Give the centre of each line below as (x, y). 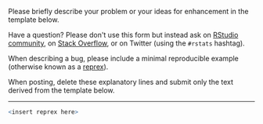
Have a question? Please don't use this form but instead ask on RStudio (123, 35)
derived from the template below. (61, 90)
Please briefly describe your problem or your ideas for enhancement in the (128, 11)
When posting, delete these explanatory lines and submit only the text (121, 82)
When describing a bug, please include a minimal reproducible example (123, 58)
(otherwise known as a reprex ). (58, 67)
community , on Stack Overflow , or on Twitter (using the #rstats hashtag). (126, 43)
